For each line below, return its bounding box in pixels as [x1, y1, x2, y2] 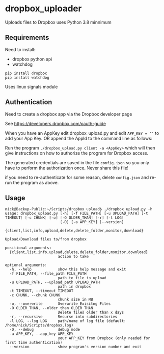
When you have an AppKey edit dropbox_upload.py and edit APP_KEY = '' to [5, 130, 159, 136]
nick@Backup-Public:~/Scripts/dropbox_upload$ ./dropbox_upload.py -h [5, 207, 153, 212]
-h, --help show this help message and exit [9, 267, 126, 272]
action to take [57, 254, 89, 259]
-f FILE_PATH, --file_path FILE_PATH [9, 271, 87, 276]
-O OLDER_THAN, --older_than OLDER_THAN [9, 306, 93, 311]
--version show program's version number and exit [9, 345, 141, 350]
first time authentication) [5, 340, 63, 345]
